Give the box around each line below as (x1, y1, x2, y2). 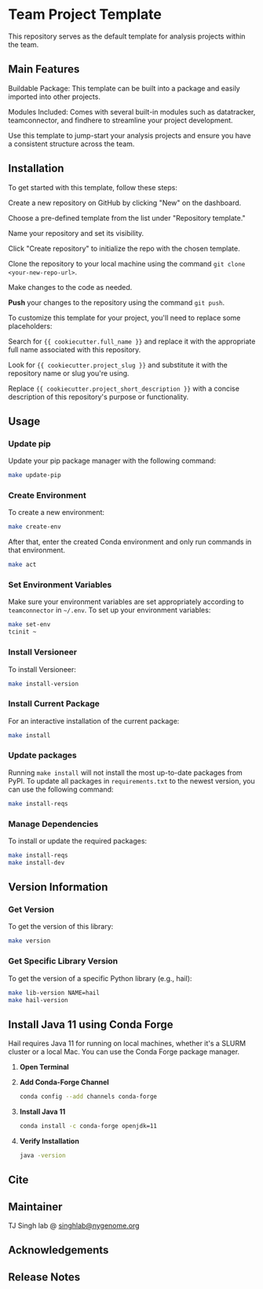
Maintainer (8, 1200, 63, 1214)
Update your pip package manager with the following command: (8, 456, 216, 465)
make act (8, 560, 37, 569)
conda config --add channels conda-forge (19, 1093, 158, 1101)
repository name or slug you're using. (8, 368, 130, 378)
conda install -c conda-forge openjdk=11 (19, 1122, 158, 1130)
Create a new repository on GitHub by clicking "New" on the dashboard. (8, 198, 242, 207)
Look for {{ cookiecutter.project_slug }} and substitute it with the (8, 360, 228, 369)
